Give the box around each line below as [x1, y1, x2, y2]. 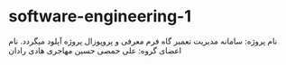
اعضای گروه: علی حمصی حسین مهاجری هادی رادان [8, 45, 182, 55]
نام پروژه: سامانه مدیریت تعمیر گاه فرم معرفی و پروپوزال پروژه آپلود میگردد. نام [8, 36, 278, 46]
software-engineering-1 [8, 6, 191, 27]
